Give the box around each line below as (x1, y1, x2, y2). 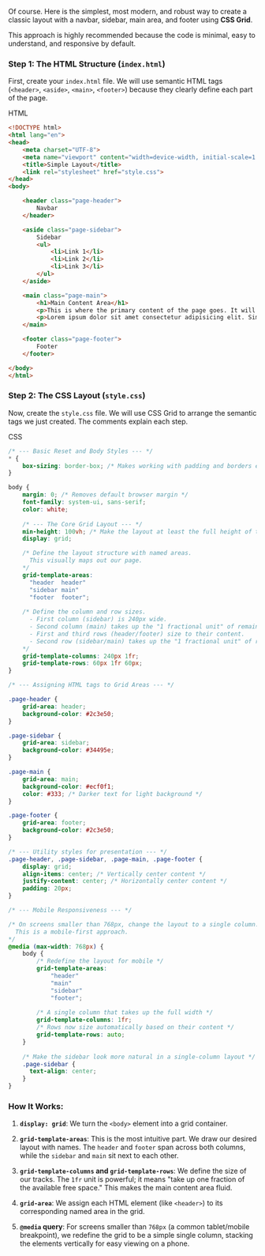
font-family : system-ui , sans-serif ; (22, 498, 147, 507)
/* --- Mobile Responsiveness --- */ (8, 907, 132, 915)
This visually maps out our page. (28, 556, 144, 564)
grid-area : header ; (22, 703, 87, 711)
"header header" (28, 579, 87, 587)
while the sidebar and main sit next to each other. (19, 1151, 179, 1160)
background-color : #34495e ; (22, 746, 114, 754)
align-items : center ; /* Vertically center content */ (22, 869, 207, 878)
